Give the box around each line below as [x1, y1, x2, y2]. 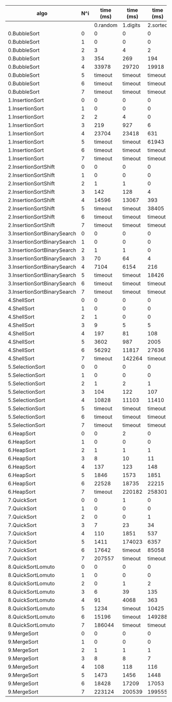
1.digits [122, 22, 141, 29]
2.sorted [147, 22, 168, 29]
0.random [94, 22, 118, 29]
